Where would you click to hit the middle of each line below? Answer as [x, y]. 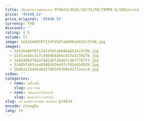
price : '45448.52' [24, 14]
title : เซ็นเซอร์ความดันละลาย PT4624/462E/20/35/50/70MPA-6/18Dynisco [72, 10]
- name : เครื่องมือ [25, 83]
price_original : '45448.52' [34, 19]
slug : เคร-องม [27, 88]
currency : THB [20, 23]
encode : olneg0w [22, 106]
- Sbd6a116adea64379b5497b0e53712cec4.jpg [54, 70]
